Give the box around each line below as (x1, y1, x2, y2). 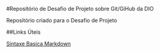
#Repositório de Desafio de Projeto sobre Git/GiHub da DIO (6, 5, 154, 12)
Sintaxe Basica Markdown (6, 40, 72, 47)
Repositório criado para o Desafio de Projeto (6, 17, 118, 23)
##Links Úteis (6, 28, 41, 36)
